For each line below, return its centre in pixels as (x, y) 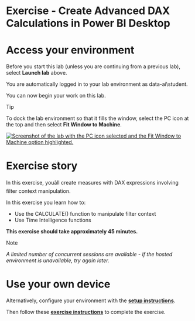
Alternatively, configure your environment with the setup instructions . (91, 300)
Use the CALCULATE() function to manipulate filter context (85, 214)
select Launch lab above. (37, 73)
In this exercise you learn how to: (46, 203)
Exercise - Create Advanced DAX (88, 11)
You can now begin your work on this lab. (56, 96)
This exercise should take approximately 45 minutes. (72, 232)
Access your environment (70, 50)
